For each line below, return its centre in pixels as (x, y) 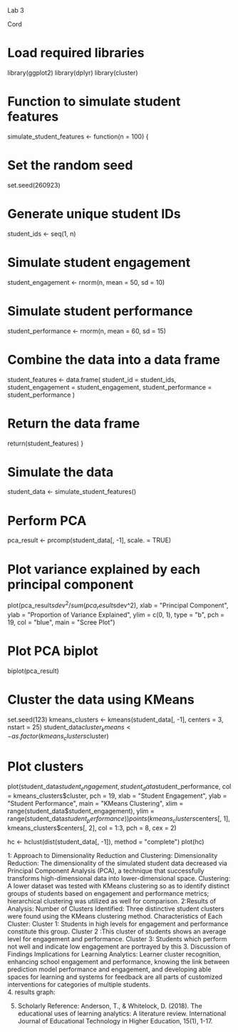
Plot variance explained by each (104, 569)
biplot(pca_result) (33, 671)
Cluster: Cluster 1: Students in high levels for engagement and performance (118, 924)
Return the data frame (74, 423)
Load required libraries (76, 53)
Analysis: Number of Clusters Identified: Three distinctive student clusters (116, 909)
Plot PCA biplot (53, 651)
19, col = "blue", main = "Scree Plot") (61, 622)
